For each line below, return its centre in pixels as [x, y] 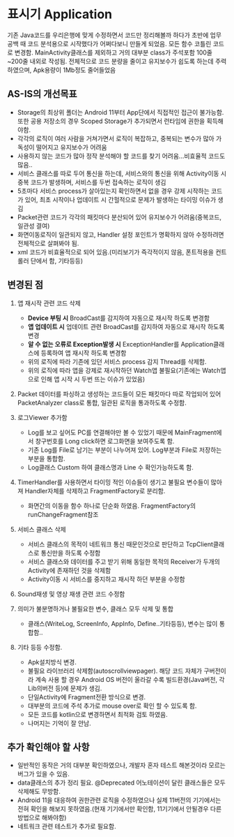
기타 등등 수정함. [40, 647]
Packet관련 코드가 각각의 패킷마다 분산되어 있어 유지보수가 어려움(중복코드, [119, 217]
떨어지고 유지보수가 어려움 [71, 147]
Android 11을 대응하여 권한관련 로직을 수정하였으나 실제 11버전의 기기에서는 [119, 800]
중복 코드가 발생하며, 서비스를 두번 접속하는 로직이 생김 [92, 182]
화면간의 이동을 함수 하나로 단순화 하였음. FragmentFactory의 [112, 505]
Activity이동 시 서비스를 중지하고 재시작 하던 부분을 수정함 [107, 579]
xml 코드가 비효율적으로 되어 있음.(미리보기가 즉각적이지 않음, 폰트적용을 [116, 252]
